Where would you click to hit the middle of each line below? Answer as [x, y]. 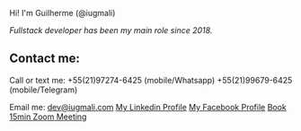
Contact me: [45, 59]
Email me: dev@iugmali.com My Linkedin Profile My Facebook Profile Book [148, 107]
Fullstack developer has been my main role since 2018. [111, 30]
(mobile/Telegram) [44, 90]
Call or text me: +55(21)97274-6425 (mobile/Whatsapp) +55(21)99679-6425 [151, 80]
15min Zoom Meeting [48, 117]
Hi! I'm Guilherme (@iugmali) [62, 13]
